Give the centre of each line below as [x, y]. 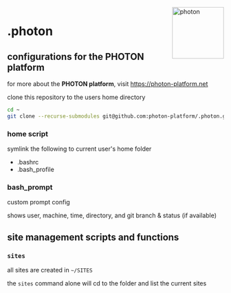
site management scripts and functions [93, 237]
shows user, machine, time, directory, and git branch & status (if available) [112, 215]
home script [28, 133]
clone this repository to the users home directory [76, 97]
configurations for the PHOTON [76, 57]
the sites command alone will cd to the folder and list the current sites [107, 283]
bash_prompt [30, 187]
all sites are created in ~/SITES [50, 270]
